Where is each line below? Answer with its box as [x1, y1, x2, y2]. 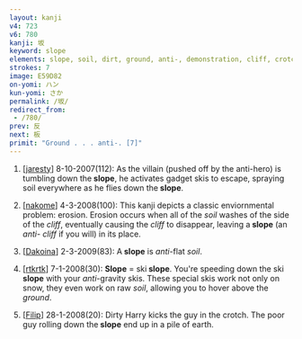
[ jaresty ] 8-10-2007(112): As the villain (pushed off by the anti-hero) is [22, 163, 281, 174]
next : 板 [9, 130, 40, 139]
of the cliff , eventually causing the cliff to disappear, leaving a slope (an [22, 219, 288, 229]
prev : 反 [9, 122, 40, 131]
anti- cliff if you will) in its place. [22, 228, 141, 239]
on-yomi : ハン [9, 80, 60, 89]
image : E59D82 [9, 72, 63, 81]
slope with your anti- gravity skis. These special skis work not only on [22, 272, 280, 283]
